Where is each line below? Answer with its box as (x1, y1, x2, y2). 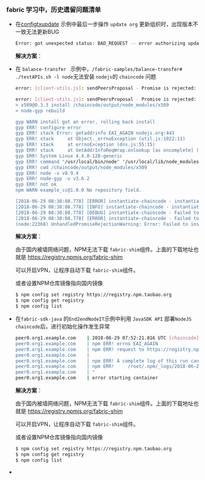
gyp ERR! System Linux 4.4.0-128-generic (15, 153, 122, 159)
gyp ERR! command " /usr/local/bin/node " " (15, 158, 125, 165)
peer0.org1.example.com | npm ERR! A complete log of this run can (15, 357, 199, 364)
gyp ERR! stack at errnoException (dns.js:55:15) (15, 142, 155, 148)
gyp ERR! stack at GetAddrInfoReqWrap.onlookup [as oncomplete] (15, 147, 194, 154)
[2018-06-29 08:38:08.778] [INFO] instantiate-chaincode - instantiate (15, 204, 202, 210)
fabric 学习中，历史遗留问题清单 (6, 5, 101, 13)
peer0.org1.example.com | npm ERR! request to (15, 346, 145, 352)
